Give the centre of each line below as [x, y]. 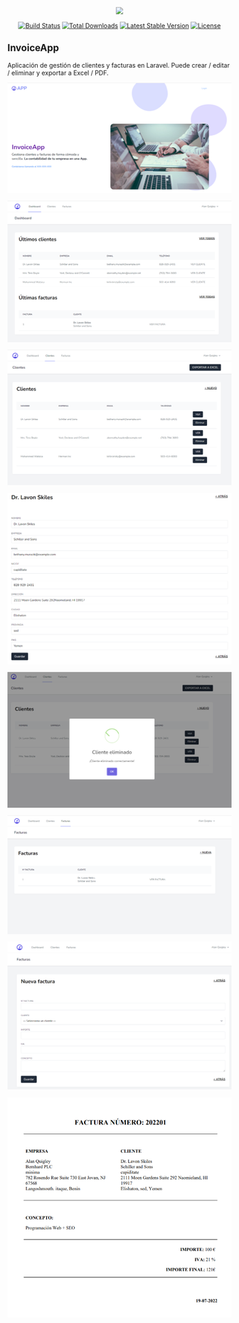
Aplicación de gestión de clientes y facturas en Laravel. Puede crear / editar [118, 65]
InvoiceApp [33, 48]
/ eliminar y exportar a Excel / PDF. [58, 73]
